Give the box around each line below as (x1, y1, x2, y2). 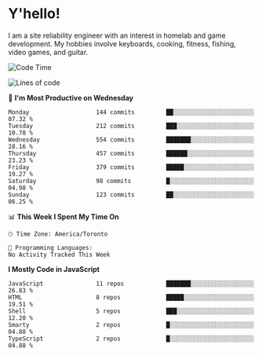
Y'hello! (8, 5, 60, 23)
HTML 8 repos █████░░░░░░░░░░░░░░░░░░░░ (8, 293, 255, 301)
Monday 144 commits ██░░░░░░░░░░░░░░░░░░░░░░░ (8, 108, 255, 116)
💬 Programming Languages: (8, 244, 93, 251)
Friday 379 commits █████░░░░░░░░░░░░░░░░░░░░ (8, 163, 255, 171)
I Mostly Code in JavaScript (8, 264, 100, 273)
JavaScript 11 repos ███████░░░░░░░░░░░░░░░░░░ (8, 280, 255, 288)
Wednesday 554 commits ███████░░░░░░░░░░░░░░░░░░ (8, 135, 255, 144)
